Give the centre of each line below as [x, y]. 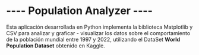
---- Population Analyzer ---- [80, 11]
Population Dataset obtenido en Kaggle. [56, 46]
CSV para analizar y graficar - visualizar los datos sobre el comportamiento [98, 33]
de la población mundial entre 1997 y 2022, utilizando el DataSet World [93, 39]
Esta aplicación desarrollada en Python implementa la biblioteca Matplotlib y [99, 27]
